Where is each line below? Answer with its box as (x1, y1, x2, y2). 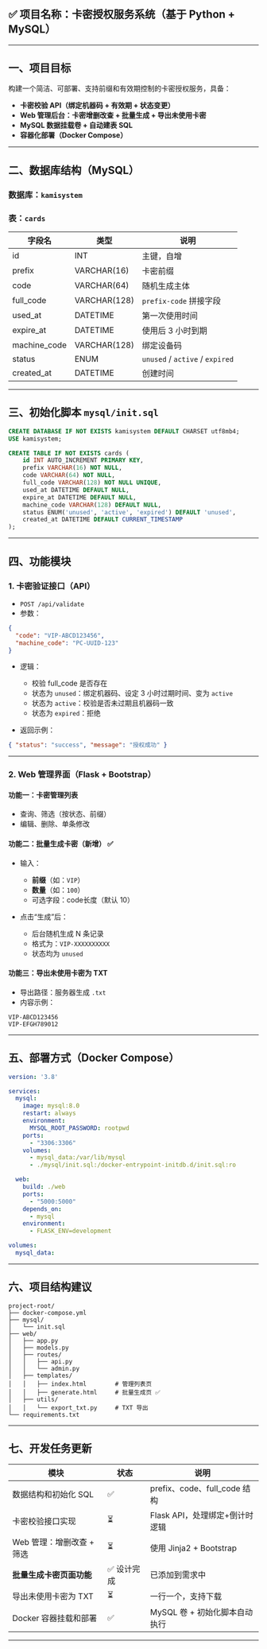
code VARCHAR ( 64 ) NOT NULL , (22, 471, 115, 479)
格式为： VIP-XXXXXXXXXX (31, 938, 110, 948)
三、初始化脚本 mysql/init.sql (8, 405, 159, 419)
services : (8, 1087, 41, 1095)
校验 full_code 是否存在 (31, 678, 108, 689)
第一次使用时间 (141, 310, 199, 321)
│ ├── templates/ (8, 1372, 73, 1379)
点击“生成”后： (19, 912, 69, 921)
